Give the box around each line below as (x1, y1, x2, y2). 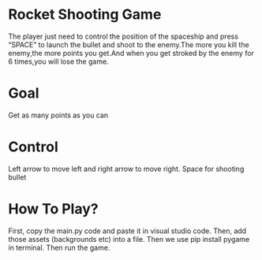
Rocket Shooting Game (8, 6, 162, 24)
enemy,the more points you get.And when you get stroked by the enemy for (8, 48, 255, 58)
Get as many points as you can (8, 110, 109, 120)
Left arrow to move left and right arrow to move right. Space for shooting (8, 164, 245, 173)
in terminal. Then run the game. (8, 243, 110, 252)
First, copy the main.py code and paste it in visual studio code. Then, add (8, 226, 247, 236)
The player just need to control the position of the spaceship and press (8, 32, 239, 41)
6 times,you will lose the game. (8, 57, 109, 66)
